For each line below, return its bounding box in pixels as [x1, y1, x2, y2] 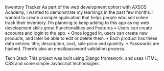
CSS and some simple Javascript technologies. [5, 61, 100, 66]
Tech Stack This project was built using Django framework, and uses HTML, [5, 55, 159, 61]
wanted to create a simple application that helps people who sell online [5, 15, 148, 20]
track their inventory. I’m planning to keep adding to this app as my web [5, 20, 149, 25]
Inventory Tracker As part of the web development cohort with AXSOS [5, 4, 147, 10]
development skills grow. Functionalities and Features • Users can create [5, 25, 152, 31]
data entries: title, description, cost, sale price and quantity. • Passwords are [5, 41, 160, 46]
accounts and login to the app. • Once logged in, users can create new [5, 30, 148, 36]
